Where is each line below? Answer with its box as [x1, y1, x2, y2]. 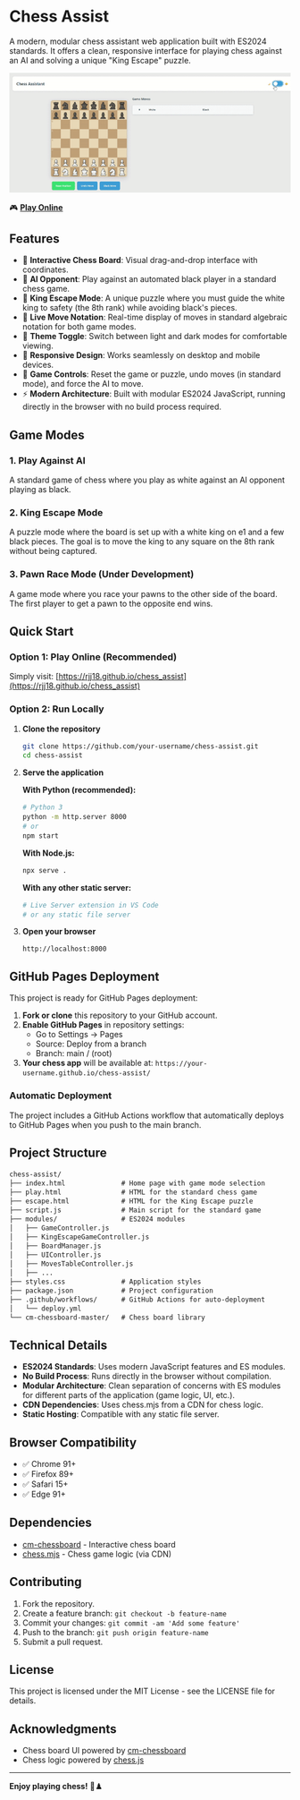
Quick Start [9, 624, 74, 639]
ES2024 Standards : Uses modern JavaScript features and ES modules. [21, 1361, 286, 1372]
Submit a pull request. [21, 1636, 104, 1647]
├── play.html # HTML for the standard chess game [9, 1188, 257, 1197]
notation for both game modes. [21, 321, 137, 332]
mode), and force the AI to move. [21, 379, 145, 389]
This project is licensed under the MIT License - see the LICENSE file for [9, 1685, 275, 1697]
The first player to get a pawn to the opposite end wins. [9, 598, 213, 609]
